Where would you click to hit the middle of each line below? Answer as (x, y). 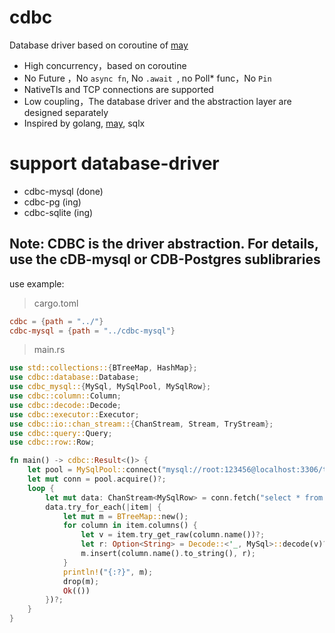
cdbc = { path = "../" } (56, 321)
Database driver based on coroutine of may (99, 45)
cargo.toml (56, 303)
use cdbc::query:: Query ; (61, 433)
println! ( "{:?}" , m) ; (108, 572)
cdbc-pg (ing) (52, 202)
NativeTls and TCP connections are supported (118, 89)
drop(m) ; (81, 581)
